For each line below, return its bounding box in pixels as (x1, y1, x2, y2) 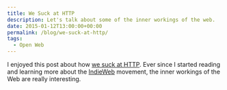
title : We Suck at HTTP (7, 10, 75, 17)
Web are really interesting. (7, 75, 81, 82)
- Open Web (13, 42, 44, 48)
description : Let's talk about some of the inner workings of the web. (7, 16, 215, 23)
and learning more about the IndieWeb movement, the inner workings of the (7, 67, 221, 76)
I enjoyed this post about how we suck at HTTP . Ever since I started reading (7, 61, 221, 68)
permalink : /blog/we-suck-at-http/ (7, 29, 109, 36)
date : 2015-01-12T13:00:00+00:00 (7, 22, 103, 29)
